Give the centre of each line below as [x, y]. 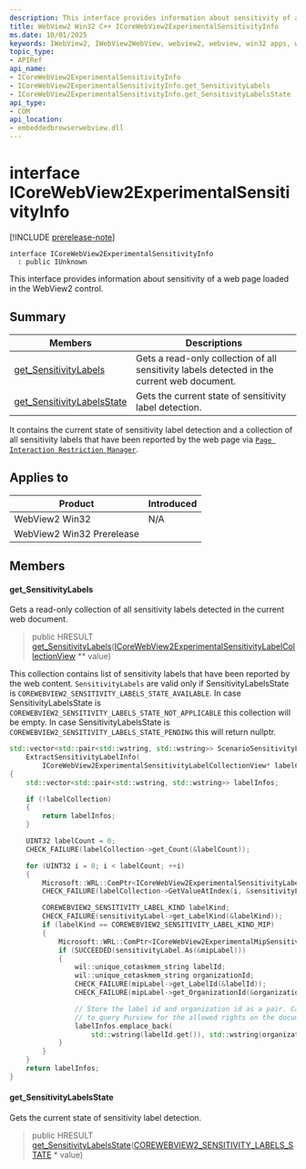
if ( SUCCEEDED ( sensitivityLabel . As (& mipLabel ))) [152, 950]
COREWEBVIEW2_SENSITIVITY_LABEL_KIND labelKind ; [136, 908]
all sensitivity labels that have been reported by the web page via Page [141, 440]
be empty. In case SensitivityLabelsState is [90, 722]
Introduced [173, 503]
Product [76, 503]
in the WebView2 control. [56, 288]
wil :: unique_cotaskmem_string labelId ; [150, 967]
